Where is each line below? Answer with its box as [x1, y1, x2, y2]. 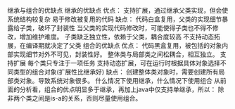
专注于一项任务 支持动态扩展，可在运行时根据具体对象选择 [51, 59, 220, 67]
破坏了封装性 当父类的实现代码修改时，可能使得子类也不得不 [37, 24, 212, 32]
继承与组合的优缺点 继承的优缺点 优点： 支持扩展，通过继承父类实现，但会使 [7, 6, 229, 14]
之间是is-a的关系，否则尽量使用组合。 [31, 94, 142, 102]
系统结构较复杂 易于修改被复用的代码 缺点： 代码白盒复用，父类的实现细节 [7, 15, 222, 23]
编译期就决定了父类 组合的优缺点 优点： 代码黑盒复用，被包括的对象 [25, 41, 222, 49]
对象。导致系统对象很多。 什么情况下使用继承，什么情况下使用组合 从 [19, 77, 220, 84]
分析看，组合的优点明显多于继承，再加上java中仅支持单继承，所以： [19, 85, 217, 94]
